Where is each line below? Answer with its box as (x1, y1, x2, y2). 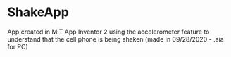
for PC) (7, 42, 28, 51)
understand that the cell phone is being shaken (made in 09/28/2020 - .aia (7, 34, 224, 43)
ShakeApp (7, 4, 69, 20)
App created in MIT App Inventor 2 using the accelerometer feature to (7, 27, 210, 36)
